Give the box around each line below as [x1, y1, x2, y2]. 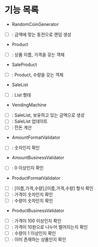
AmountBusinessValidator [11, 155, 65, 161]
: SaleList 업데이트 [11, 119, 48, 124]
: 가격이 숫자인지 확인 [11, 191, 53, 197]
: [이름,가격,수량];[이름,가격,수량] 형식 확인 [11, 185, 94, 191]
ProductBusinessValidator [11, 207, 65, 213]
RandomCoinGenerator [11, 21, 59, 27]
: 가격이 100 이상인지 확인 [11, 218, 61, 224]
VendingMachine [11, 102, 47, 108]
